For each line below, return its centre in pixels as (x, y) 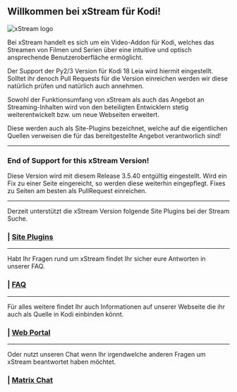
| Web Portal (29, 332)
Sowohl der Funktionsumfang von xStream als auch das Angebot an (106, 99)
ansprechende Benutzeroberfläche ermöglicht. (75, 57)
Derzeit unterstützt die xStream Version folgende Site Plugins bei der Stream (119, 212)
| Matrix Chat (30, 380)
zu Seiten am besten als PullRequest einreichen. (77, 191)
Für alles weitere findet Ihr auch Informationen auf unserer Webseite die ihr (116, 307)
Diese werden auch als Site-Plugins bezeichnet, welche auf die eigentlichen (117, 128)
